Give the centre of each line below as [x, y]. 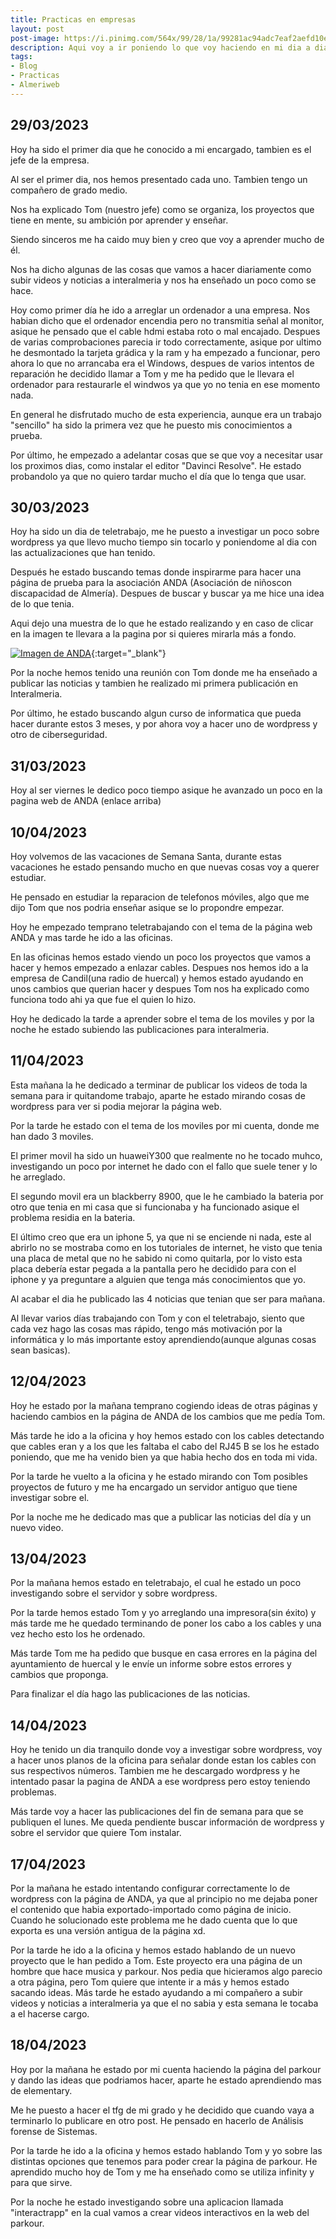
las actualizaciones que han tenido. [83, 553]
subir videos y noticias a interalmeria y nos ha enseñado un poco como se [163, 280]
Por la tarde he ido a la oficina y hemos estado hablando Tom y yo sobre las [166, 2150]
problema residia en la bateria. [73, 1217]
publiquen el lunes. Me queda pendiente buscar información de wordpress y [167, 1822]
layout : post [37, 29]
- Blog [24, 66]
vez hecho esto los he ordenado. [78, 1634]
